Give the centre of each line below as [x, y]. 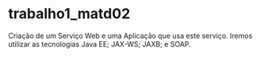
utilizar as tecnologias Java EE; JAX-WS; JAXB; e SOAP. [100, 44]
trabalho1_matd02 [69, 14]
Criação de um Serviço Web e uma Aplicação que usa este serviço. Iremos [130, 36]
